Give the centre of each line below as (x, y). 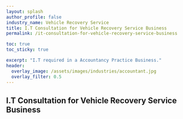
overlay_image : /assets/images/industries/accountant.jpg (84, 71)
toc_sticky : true (27, 50)
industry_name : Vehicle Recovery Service (58, 22)
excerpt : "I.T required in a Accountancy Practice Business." (84, 60)
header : (16, 65)
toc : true (18, 44)
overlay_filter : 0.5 (36, 77)
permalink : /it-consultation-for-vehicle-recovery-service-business (92, 34)
